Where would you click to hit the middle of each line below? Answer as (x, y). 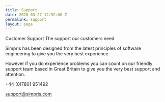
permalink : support (26, 19)
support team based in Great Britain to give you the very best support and (83, 69)
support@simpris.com (29, 94)
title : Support (21, 10)
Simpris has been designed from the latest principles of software (73, 48)
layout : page (19, 24)
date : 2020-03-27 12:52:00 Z (36, 15)
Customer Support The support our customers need (60, 39)
